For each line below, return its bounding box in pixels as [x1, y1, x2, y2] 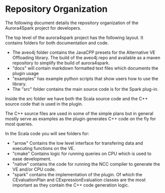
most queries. [5, 121, 33, 127]
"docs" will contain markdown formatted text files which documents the [12, 65, 159, 71]
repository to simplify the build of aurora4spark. [12, 60, 110, 66]
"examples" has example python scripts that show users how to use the [12, 76, 159, 81]
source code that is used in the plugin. [5, 101, 83, 107]
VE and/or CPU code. [12, 166, 56, 172]
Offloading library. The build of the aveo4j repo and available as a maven [12, 54, 161, 60]
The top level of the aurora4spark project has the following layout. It [5, 35, 144, 40]
